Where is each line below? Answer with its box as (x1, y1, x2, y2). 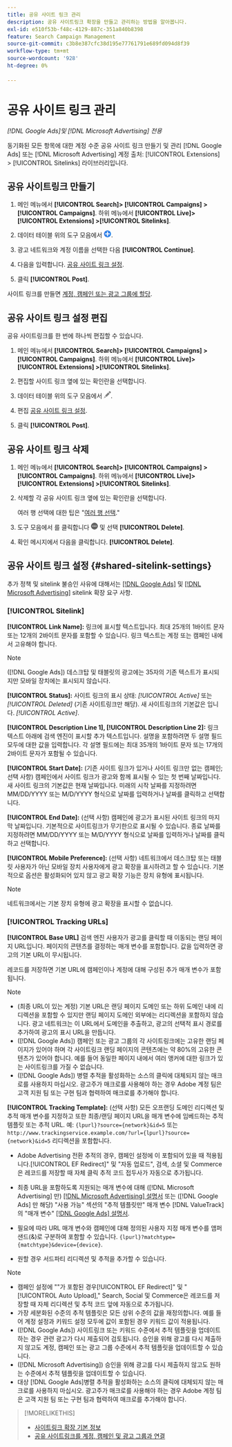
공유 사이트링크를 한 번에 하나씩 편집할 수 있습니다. (7, 332, 144, 340)
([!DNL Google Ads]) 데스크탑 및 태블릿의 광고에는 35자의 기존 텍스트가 (7, 668, 202, 676)
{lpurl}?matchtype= (119, 1234, 175, 1241)
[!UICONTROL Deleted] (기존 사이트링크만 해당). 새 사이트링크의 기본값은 (7, 700, 206, 708)
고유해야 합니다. (14, 640, 57, 648)
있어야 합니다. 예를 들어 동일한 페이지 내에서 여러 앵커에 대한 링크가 (35, 1054, 216, 1062)
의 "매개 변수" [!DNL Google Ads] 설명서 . (17, 1209, 130, 1217)
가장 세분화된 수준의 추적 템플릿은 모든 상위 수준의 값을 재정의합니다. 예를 (17, 1309, 215, 1317)
